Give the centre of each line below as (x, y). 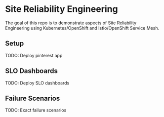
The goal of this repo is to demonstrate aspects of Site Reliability (71, 23)
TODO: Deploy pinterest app (34, 55)
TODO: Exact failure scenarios (36, 110)
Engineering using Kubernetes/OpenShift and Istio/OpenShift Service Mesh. (82, 28)
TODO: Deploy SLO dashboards (37, 83)
